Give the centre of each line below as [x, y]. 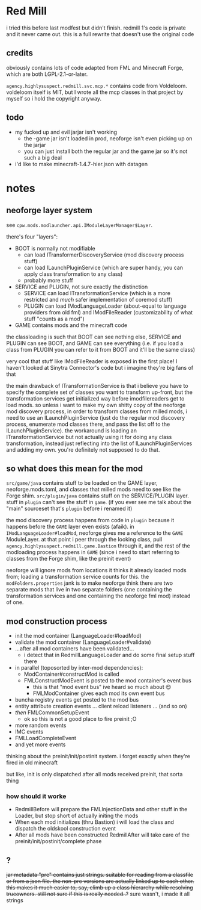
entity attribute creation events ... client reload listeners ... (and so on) [101, 706]
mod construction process [57, 621]
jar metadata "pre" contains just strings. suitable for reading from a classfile [100, 875]
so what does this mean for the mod [75, 468]
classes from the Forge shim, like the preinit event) [69, 559]
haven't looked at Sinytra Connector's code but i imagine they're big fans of [100, 367]
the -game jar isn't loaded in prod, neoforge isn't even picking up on [108, 138]
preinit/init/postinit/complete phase [58, 841]
